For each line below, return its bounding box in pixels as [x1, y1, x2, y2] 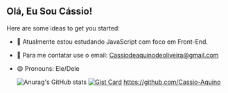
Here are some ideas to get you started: [6, 24, 121, 32]
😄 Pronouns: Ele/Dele [16, 64, 80, 72]
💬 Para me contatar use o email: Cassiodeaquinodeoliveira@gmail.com [16, 51, 219, 59]
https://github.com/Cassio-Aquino [123, 78, 221, 86]
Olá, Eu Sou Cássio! [6, 6, 93, 17]
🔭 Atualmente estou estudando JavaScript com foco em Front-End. [16, 37, 209, 46]
